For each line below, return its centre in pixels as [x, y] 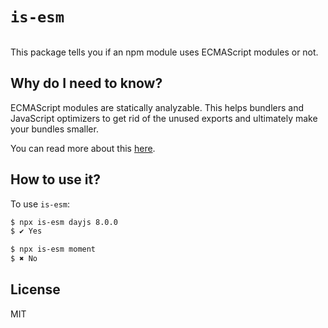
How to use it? [55, 179]
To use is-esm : [40, 204]
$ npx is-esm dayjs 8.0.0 [64, 222]
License [35, 289]
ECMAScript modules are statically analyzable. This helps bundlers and [157, 107]
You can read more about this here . [83, 148]
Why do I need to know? [86, 83]
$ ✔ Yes [26, 231]
